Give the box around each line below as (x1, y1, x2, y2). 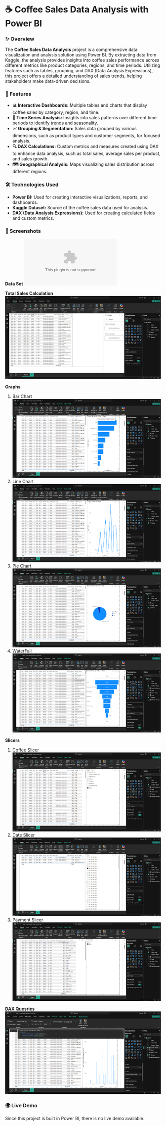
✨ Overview (5, 36, 35, 43)
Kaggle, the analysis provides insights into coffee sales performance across (5, 57, 160, 63)
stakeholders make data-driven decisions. (5, 78, 91, 84)
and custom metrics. (12, 215, 54, 221)
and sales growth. (12, 155, 49, 161)
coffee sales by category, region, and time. (12, 109, 100, 115)
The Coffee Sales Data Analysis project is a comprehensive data (5, 47, 138, 52)
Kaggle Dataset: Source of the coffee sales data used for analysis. (12, 205, 149, 211)
